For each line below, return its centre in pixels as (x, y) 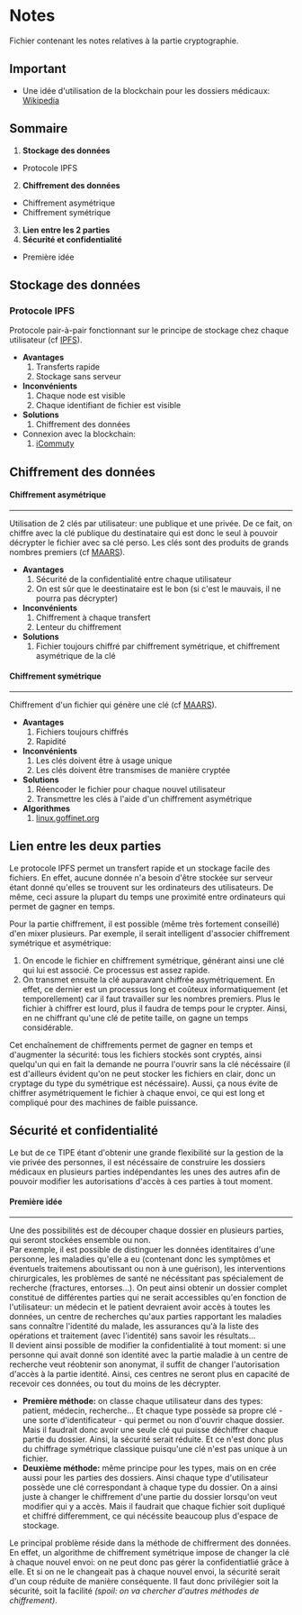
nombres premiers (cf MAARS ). (67, 552)
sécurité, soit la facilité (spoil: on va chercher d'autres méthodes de (134, 1591)
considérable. (48, 1027)
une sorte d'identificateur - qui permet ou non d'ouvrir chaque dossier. (153, 1419)
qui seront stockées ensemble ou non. (80, 1239)
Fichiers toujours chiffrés (82, 732)
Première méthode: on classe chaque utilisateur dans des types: (142, 1401)
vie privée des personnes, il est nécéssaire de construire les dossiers (138, 1162)
